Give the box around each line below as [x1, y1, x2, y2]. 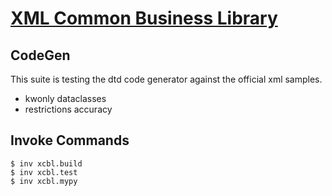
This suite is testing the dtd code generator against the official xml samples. [10, 73, 323, 85]
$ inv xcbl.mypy [10, 176, 78, 186]
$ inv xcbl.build [10, 158, 83, 169]
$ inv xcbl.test [10, 167, 78, 177]
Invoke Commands [10, 132, 130, 149]
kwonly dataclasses [24, 93, 107, 104]
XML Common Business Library [10, 7, 278, 30]
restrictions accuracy [24, 103, 113, 115]
